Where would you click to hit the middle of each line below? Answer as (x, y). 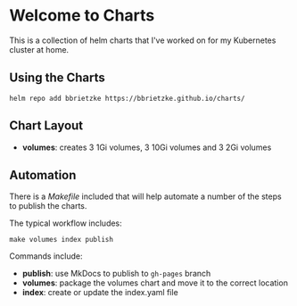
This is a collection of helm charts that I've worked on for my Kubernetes (143, 40)
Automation (43, 175)
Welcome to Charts (82, 16)
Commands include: (46, 256)
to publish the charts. (48, 206)
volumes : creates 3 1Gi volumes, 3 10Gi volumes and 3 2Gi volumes (147, 147)
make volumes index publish (62, 240)
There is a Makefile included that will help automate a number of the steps (146, 196)
